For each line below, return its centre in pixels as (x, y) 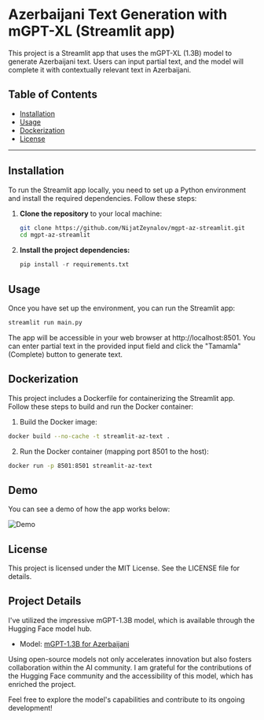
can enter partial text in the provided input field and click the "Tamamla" (125, 346)
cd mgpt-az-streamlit (55, 235)
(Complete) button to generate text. (66, 354)
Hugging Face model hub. (50, 629)
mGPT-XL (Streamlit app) (92, 31)
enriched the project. (42, 684)
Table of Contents (53, 95)
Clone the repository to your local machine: (91, 213)
